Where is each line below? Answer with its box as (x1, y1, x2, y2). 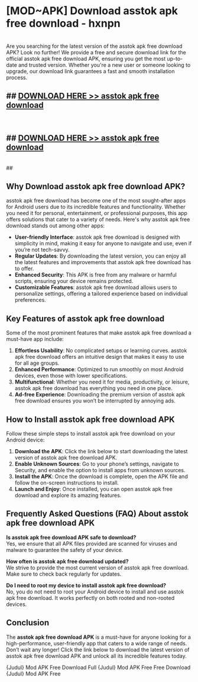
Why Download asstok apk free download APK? (6, 181, 186, 191)
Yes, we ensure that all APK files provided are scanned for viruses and (6, 540, 177, 547)
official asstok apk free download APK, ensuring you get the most (6, 55, 166, 62)
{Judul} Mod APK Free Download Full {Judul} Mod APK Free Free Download (6, 664, 191, 671)
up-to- (167, 55, 183, 62)
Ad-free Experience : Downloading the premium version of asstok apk (14, 391, 185, 398)
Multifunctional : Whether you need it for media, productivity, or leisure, (14, 378, 190, 385)
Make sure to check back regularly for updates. (6, 570, 122, 577)
